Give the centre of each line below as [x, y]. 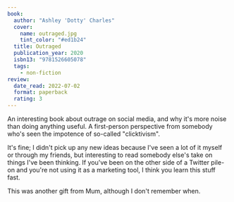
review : [19, 79]
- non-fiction [41, 72]
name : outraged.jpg [49, 33]
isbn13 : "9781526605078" [50, 60]
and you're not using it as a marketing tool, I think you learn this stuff [116, 170]
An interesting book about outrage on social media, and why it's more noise [117, 119]
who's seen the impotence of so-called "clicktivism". [84, 134]
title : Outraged [37, 46]
